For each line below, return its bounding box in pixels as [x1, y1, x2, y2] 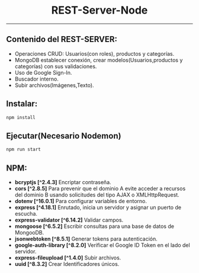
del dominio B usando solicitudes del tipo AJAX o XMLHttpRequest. [14, 191, 179, 198]
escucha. [14, 210, 37, 217]
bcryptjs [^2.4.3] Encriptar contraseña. [14, 178, 111, 185]
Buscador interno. [14, 75, 59, 82]
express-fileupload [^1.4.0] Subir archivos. [14, 254, 121, 261]
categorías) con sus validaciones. [14, 63, 97, 70]
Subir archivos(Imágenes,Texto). [14, 81, 94, 89]
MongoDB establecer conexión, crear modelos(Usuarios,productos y [14, 56, 183, 63]
